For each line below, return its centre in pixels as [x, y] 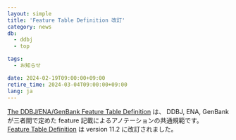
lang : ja [20, 91]
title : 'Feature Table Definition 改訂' [66, 20]
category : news [30, 27]
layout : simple [30, 14]
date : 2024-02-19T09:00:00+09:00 [56, 78]
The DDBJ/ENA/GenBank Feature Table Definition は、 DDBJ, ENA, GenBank [118, 112]
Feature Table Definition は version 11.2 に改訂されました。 [92, 129]
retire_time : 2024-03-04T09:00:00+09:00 [68, 85]
